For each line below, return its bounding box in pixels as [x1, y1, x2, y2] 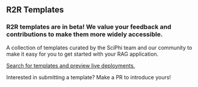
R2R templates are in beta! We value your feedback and [6, 23, 172, 31]
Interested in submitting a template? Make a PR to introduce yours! [6, 73, 172, 80]
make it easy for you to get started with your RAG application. [6, 50, 159, 58]
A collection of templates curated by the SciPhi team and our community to [6, 44, 193, 51]
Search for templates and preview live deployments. [6, 62, 135, 69]
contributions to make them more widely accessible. [6, 30, 163, 38]
